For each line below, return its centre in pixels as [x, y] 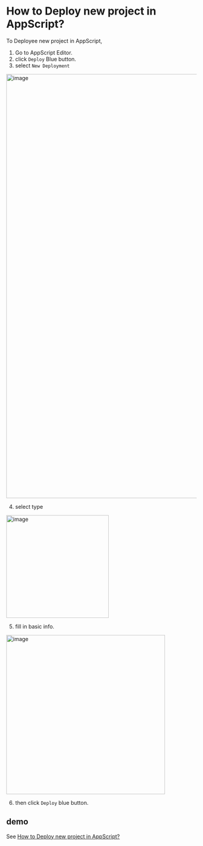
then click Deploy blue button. [52, 802]
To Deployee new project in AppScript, [54, 41]
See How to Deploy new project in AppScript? [63, 836]
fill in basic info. [34, 626]
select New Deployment [42, 65]
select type [29, 506]
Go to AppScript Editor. [43, 52]
